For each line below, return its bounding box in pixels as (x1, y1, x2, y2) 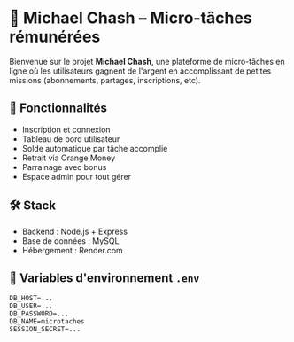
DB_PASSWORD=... (9, 309, 69, 318)
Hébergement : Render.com (21, 245, 124, 255)
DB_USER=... (9, 301, 53, 311)
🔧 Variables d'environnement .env (9, 270, 200, 285)
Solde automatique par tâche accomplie (21, 143, 168, 153)
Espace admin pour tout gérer (21, 171, 131, 182)
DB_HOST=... (9, 294, 53, 303)
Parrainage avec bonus (21, 161, 107, 172)
